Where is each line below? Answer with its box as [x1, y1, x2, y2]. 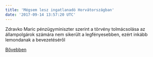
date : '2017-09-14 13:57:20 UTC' [5, 12, 76, 17]
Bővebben [5, 46, 27, 52]
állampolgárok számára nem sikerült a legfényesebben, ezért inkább [5, 31, 148, 37]
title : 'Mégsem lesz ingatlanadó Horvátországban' [5, 7, 114, 13]
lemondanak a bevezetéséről [5, 36, 66, 43]
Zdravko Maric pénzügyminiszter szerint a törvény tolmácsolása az [5, 26, 145, 32]
